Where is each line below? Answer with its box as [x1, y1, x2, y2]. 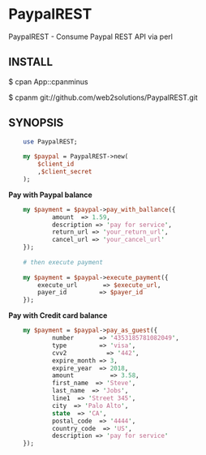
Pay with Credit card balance [8, 311, 108, 320]
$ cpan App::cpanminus [8, 76, 89, 86]
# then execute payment [23, 258, 104, 266]
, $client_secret [37, 168, 92, 176]
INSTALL [8, 55, 54, 69]
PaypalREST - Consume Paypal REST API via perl [8, 32, 173, 41]
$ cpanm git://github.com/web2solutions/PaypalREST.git [8, 92, 198, 102]
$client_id [37, 160, 75, 169]
